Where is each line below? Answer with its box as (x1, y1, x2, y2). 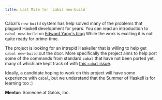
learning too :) (5, 80, 33, 86)
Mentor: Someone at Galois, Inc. (5, 89, 70, 95)
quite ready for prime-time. (5, 36, 59, 42)
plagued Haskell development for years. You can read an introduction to (5, 25, 148, 31)
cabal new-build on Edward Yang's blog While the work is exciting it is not (5, 30, 153, 36)
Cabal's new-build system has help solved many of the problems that (5, 20, 143, 26)
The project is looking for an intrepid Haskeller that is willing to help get (5, 45, 147, 51)
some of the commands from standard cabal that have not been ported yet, (5, 55, 155, 61)
